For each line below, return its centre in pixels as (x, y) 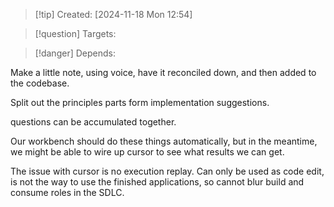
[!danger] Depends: (75, 53)
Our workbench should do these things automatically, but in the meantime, (164, 141)
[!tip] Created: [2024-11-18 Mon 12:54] (113, 14)
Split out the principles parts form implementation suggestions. (140, 102)
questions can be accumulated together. (93, 122)
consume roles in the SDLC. (67, 192)
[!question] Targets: (75, 33)
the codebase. (40, 83)
